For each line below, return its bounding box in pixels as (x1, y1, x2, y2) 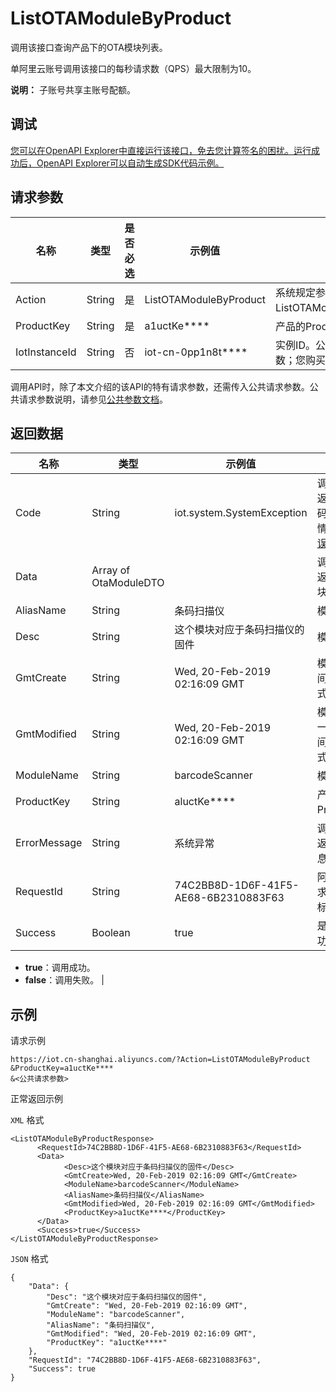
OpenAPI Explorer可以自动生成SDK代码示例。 (36, 157, 225, 169)
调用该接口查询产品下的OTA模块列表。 (10, 41, 168, 53)
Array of (91, 563, 131, 577)
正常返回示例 (10, 1093, 63, 1105)
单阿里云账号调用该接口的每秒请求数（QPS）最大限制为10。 (10, 62, 257, 74)
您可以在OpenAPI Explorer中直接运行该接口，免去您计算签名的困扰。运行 (10, 144, 312, 156)
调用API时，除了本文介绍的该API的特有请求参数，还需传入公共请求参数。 (10, 380, 310, 392)
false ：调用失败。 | (24, 974, 105, 986)
